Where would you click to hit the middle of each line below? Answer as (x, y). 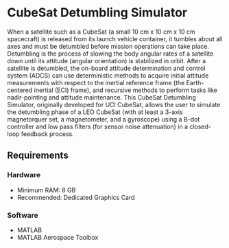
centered (20, 90)
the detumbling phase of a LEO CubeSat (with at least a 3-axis (95, 112)
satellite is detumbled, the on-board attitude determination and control (106, 68)
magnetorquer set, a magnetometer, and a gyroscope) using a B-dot (104, 119)
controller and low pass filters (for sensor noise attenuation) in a (98, 126)
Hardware (24, 175)
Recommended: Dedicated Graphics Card (76, 197)
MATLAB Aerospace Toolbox (58, 237)
